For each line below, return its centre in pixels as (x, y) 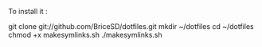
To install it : (28, 11)
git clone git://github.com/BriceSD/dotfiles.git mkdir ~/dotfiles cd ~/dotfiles (131, 26)
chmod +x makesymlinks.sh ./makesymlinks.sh (85, 35)
